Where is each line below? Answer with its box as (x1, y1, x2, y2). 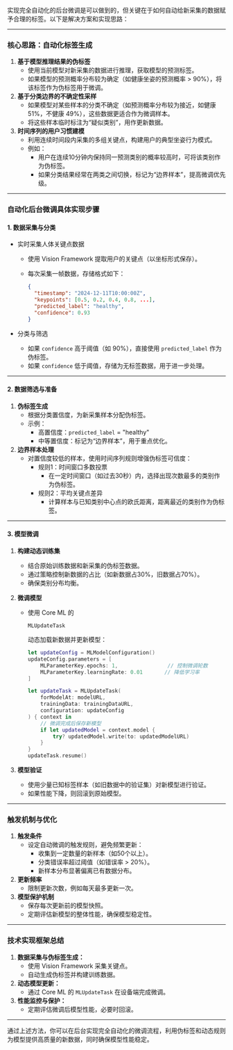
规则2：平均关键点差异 (37, 489, 103, 497)
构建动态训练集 (17, 547, 60, 555)
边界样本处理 (17, 445, 54, 453)
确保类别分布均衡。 (27, 579, 83, 588)
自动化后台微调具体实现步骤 (7, 204, 100, 214)
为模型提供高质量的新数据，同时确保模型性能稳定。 (7, 1035, 153, 1043)
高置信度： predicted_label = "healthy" (37, 428, 150, 436)
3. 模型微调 (7, 530, 40, 538)
